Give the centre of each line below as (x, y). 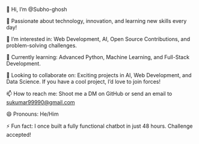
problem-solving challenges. (41, 45)
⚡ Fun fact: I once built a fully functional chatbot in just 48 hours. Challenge (99, 126)
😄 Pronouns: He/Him (32, 114)
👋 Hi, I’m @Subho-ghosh (37, 9)
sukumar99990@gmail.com (41, 102)
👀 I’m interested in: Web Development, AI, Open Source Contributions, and (98, 39)
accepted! (19, 135)
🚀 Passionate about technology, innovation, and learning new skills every (96, 21)
